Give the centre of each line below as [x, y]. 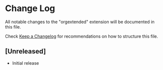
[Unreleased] [26, 51]
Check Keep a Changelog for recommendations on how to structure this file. [82, 36]
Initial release [25, 63]
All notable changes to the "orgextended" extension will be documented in [80, 22]
